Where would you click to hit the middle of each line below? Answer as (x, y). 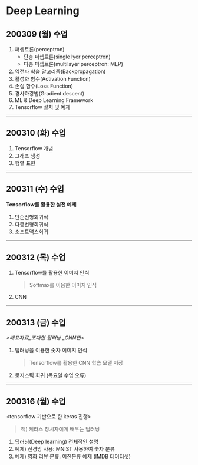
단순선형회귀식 (31, 217)
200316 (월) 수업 (36, 401)
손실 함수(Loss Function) (44, 86)
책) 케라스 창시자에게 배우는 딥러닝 (60, 429)
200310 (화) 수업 (36, 133)
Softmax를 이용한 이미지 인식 (63, 285)
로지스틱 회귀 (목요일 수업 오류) (50, 375)
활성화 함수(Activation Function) (53, 79)
